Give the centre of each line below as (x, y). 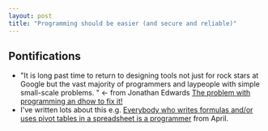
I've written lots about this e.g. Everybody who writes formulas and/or (136, 110)
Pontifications (45, 56)
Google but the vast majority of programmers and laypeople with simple (140, 84)
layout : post (30, 16)
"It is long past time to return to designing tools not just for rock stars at (139, 76)
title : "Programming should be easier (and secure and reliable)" (123, 23)
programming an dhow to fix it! (71, 101)
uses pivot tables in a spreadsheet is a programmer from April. (124, 119)
